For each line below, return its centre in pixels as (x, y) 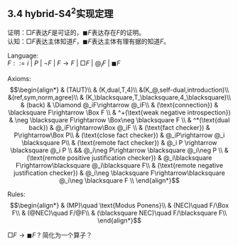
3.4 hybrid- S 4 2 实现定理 (60, 13)
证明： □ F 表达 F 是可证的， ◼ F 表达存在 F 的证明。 (76, 32)
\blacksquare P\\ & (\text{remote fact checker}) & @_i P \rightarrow (119, 142)
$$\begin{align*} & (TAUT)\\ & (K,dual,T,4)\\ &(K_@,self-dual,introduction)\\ (119, 90)
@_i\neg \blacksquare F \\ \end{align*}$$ (119, 180)
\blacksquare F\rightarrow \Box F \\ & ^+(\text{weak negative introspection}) (119, 112)
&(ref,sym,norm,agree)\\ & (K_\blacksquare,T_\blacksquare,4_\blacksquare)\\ (119, 97)
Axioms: (19, 78)
